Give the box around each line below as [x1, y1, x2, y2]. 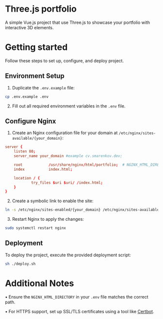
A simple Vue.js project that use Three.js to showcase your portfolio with [5, 19, 150, 25]
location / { [14, 176, 40, 180]
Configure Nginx [5, 117, 56, 125]
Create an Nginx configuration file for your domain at [12, 130, 118, 136]
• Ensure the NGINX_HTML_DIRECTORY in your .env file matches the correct [5, 294, 149, 300]
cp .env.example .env [5, 94, 49, 99]
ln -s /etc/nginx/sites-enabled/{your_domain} [5, 208, 101, 213]
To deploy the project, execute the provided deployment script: [5, 252, 131, 258]
